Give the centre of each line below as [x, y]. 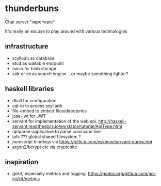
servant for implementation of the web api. [55, 121]
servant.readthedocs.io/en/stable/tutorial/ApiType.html [67, 126]
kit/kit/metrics [26, 179]
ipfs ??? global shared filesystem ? [46, 137]
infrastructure [27, 46]
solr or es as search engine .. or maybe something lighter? [70, 74]
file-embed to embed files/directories [49, 111]
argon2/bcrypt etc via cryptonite [45, 147]
